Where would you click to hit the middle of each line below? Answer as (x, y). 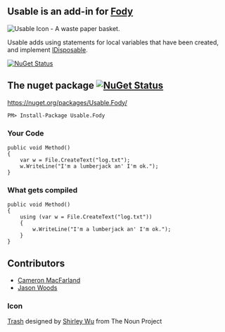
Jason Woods (37, 288)
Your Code (26, 133)
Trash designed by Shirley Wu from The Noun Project (85, 321)
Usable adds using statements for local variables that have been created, (113, 42)
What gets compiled (43, 190)
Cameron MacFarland (49, 281)
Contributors (36, 263)
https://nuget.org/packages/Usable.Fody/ (67, 102)
